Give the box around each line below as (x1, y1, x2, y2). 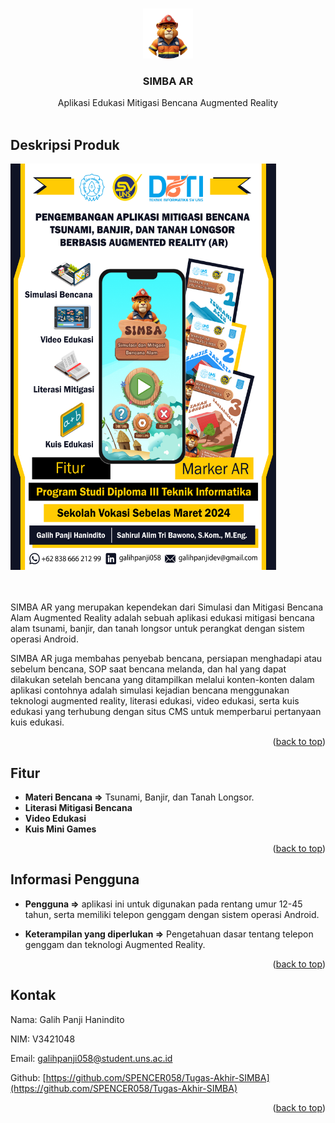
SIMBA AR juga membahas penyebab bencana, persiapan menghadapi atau (10, 653, 323, 665)
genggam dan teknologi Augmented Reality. (24, 938, 206, 950)
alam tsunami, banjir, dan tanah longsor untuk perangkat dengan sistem (10, 623, 305, 635)
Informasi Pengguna (10, 871, 140, 888)
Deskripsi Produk (10, 136, 120, 153)
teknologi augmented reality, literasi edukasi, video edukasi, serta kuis (10, 695, 300, 707)
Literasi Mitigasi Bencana (24, 801, 133, 813)
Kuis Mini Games (24, 823, 97, 835)
